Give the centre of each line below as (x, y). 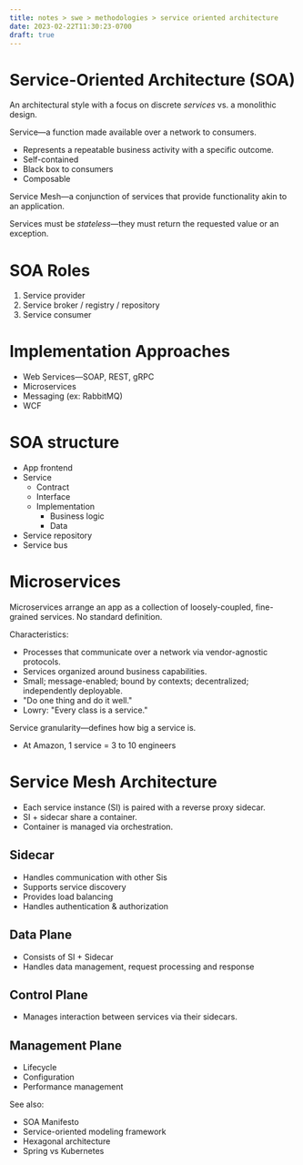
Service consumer (57, 315)
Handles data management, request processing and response (138, 967)
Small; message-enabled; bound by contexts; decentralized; (136, 681)
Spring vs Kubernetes (63, 1151)
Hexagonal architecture (66, 1141)
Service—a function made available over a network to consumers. (133, 132)
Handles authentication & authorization (96, 906)
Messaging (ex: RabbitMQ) (72, 396)
